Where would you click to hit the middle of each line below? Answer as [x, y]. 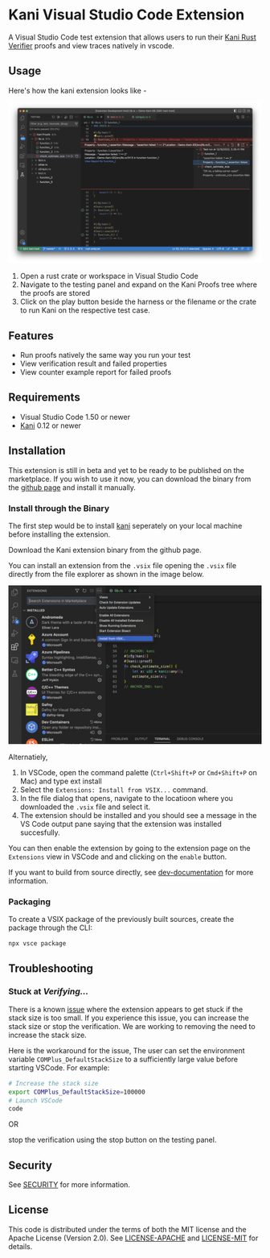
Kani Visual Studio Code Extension [127, 15]
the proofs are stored [55, 293]
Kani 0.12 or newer [51, 426]
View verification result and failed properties [93, 363]
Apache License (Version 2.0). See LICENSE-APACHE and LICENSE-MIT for [133, 1238]
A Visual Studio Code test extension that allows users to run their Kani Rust [132, 37]
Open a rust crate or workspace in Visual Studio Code [109, 276]
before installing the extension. [59, 534]
